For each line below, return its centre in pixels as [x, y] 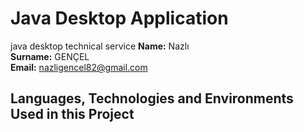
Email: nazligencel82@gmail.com [79, 67]
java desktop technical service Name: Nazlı [100, 46]
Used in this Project [72, 114]
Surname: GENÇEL [50, 56]
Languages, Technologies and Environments [152, 98]
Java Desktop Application [119, 18]
